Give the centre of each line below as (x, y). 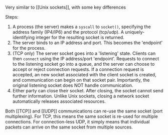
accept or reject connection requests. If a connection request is (78, 69)
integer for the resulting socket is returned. (80, 37)
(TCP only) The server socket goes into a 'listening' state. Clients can (84, 53)
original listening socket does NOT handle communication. (73, 85)
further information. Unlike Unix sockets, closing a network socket (81, 96)
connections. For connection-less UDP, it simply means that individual (77, 122)
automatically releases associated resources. (59, 101)
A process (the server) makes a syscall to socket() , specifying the (82, 27)
